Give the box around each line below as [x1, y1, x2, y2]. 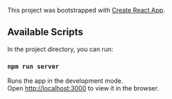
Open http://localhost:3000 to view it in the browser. [7, 84, 159, 93]
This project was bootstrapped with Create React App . [7, 6, 166, 14]
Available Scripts [7, 26, 83, 38]
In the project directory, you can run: [7, 45, 113, 53]
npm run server [7, 62, 60, 70]
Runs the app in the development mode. [7, 77, 123, 85]
